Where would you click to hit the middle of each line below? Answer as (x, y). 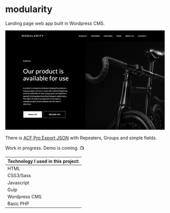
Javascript (18, 183)
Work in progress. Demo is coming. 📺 (45, 148)
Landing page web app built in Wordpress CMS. (55, 23)
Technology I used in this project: (44, 161)
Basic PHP (18, 204)
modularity (29, 9)
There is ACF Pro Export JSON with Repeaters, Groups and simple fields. (81, 138)
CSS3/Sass (19, 176)
